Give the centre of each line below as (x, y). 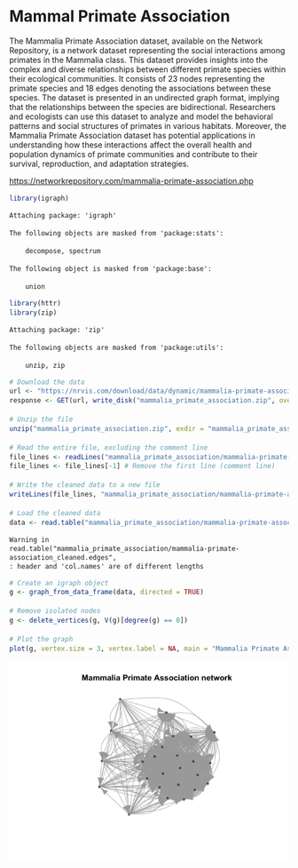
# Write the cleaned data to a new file (85, 485)
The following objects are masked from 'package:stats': (117, 233)
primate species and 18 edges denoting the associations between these (140, 88)
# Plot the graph (41, 639)
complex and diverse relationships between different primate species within (148, 69)
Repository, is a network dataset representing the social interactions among (147, 50)
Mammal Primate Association (120, 16)
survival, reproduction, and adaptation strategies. (99, 163)
